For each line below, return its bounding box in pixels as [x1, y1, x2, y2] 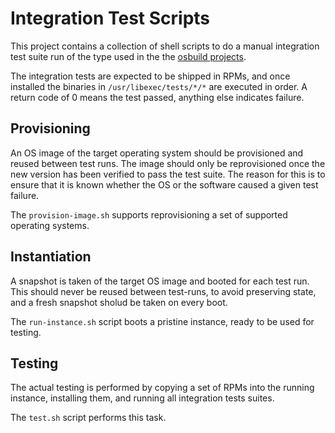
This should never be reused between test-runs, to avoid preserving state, [10, 285, 317, 297]
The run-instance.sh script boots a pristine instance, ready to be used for [10, 315, 315, 327]
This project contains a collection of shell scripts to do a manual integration [10, 40, 320, 52]
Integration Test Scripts [10, 7, 211, 30]
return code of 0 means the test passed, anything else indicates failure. [10, 91, 305, 103]
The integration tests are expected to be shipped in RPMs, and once [10, 70, 291, 82]
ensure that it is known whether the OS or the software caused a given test [10, 178, 319, 191]
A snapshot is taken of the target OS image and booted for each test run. [10, 275, 310, 287]
